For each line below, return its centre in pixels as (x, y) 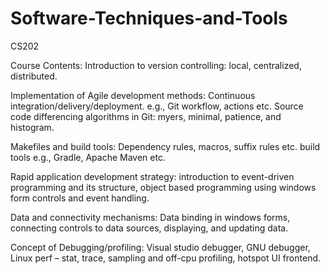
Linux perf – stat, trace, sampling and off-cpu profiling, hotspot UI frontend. (166, 258)
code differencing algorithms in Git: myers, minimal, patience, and (146, 116)
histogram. (32, 127)
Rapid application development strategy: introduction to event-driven (152, 176)
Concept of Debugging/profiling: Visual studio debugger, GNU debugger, (160, 247)
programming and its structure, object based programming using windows (163, 187)
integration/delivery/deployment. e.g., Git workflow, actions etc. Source (157, 106)
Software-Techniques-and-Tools (149, 18)
